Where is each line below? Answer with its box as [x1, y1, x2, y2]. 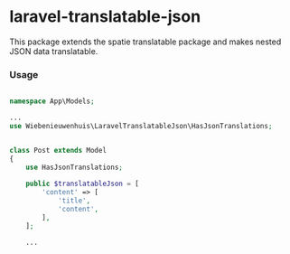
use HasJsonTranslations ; [25, 163, 124, 172]
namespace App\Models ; [9, 97, 95, 106]
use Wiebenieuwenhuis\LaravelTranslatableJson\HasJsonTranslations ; [9, 121, 273, 130]
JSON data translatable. [9, 45, 98, 56]
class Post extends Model [9, 146, 107, 155]
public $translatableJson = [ [25, 179, 140, 189]
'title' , [57, 196, 91, 205]
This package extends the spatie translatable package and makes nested [9, 36, 282, 47]
